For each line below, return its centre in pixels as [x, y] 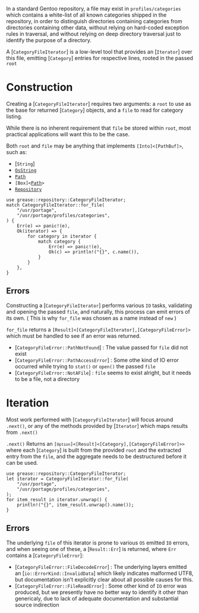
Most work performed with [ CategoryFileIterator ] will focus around [90, 420]
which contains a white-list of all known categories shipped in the [86, 15]
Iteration [28, 403]
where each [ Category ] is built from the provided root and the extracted [94, 450]
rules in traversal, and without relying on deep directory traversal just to [94, 34]
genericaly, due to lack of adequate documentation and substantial [97, 598]
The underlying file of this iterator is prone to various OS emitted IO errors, [98, 542]
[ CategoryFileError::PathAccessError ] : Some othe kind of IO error [97, 360]
